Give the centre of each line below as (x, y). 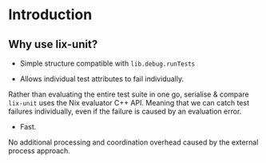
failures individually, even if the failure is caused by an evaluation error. (125, 111)
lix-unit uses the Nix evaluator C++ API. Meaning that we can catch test (129, 103)
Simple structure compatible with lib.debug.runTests (107, 63)
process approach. (39, 151)
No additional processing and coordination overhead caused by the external (133, 142)
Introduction (50, 15)
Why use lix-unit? (53, 44)
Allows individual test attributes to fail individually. (102, 79)
